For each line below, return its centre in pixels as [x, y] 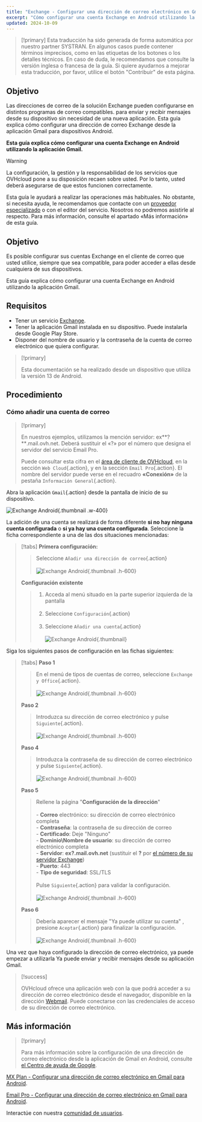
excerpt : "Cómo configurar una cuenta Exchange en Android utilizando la [101, 17]
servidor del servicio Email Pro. [60, 450]
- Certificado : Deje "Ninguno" [73, 834]
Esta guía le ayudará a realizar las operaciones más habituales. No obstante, [101, 197]
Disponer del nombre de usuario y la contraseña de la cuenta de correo [103, 340]
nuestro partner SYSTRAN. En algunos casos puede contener [97, 46]
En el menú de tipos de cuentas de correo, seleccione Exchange [114, 674]
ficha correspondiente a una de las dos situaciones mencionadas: [88, 534]
